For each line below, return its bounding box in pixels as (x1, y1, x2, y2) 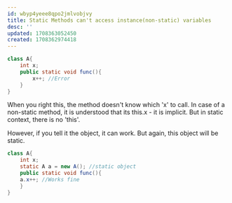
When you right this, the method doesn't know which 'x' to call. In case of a (7, 101, 226, 109)
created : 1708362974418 (7, 36, 77, 43)
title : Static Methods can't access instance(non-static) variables (7, 17, 212, 24)
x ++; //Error (32, 75, 71, 82)
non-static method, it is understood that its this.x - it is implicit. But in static (7, 108, 224, 116)
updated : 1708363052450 (7, 29, 77, 37)
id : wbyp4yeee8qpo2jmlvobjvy (7, 10, 93, 17)
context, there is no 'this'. (7, 115, 81, 124)
